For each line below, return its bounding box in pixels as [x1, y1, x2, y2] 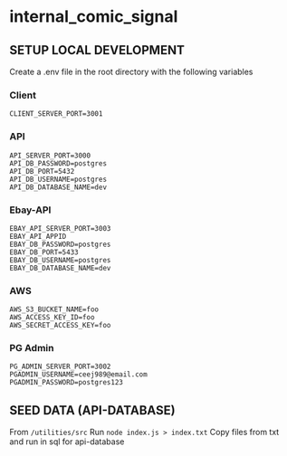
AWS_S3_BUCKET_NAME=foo [9, 305, 100, 314]
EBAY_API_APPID [9, 232, 67, 241]
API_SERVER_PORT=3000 [9, 151, 91, 160]
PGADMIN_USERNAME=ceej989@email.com [9, 370, 148, 379]
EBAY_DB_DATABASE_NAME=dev [9, 263, 111, 272]
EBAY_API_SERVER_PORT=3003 [9, 223, 111, 233]
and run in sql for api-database [9, 436, 125, 447]
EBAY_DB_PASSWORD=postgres [9, 240, 111, 249]
